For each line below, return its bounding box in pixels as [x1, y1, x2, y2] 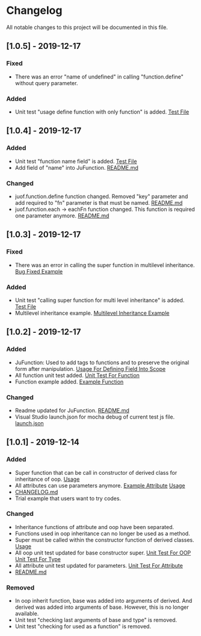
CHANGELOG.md [14, 488, 58, 495]
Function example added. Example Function [14, 378, 124, 385]
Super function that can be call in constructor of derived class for [14, 469, 178, 476]
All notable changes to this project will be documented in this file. [6, 24, 169, 31]
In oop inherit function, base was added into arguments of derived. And [14, 597, 193, 605]
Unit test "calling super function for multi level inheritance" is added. [14, 297, 185, 304]
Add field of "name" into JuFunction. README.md [14, 164, 138, 171]
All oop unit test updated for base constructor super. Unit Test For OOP [14, 549, 191, 556]
